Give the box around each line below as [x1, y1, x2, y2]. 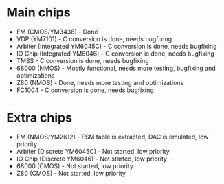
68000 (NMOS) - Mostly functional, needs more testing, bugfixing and [16, 64, 216, 72]
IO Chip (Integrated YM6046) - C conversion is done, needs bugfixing [16, 49, 214, 58]
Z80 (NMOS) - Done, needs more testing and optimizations [16, 78, 184, 87]
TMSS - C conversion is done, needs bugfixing [16, 56, 149, 65]
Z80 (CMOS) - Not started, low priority [16, 169, 126, 177]
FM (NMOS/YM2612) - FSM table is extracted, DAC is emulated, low [16, 133, 209, 141]
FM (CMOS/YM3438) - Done [16, 27, 98, 36]
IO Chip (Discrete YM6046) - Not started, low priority [16, 154, 168, 163]
